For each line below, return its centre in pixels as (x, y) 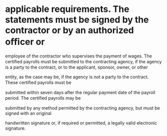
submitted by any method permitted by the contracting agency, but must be (83, 108)
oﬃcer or (25, 42)
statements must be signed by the (77, 20)
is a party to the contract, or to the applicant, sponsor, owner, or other (77, 67)
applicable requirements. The (67, 9)
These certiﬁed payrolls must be (38, 82)
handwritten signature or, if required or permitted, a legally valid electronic (81, 123)
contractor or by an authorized (70, 30)
